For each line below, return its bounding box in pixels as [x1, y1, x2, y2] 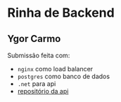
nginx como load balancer [17, 65, 94, 73]
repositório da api [17, 87, 69, 95]
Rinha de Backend [7, 5, 115, 21]
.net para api [17, 80, 56, 88]
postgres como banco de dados [17, 72, 110, 80]
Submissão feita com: [7, 51, 70, 59]
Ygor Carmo [7, 33, 61, 45]
